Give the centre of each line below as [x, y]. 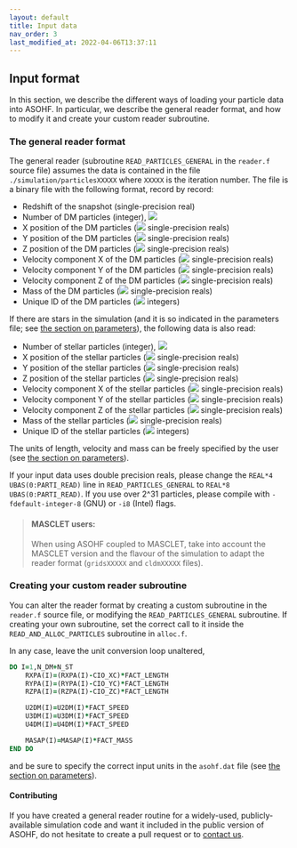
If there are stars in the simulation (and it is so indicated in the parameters [144, 319]
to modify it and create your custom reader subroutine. [110, 119]
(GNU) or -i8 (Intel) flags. [130, 504]
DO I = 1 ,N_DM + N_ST [41, 667]
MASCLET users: [63, 524]
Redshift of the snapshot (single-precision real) [108, 206]
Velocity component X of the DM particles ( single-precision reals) [148, 260]
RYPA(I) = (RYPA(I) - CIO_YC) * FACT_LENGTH [97, 683]
